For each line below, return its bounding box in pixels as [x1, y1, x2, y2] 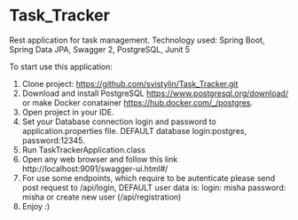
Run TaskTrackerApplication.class [21, 144, 146, 155]
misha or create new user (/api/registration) [21, 192, 182, 202]
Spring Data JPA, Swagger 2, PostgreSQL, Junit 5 [9, 43, 191, 54]
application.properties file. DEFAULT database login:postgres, [21, 125, 247, 136]
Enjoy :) [21, 200, 51, 211]
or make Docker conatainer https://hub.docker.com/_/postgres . [21, 97, 254, 107]
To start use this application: [9, 61, 113, 72]
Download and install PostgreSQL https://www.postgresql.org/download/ [21, 88, 289, 98]
